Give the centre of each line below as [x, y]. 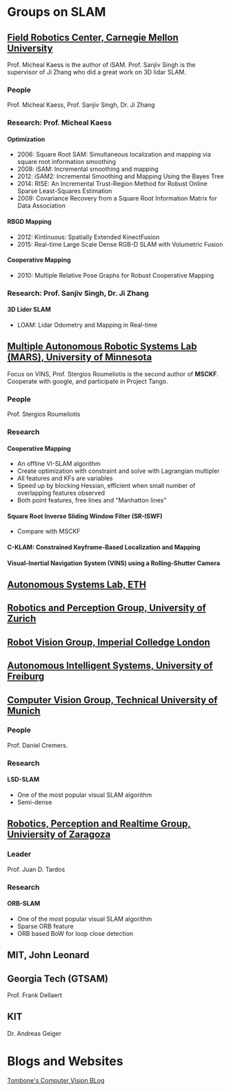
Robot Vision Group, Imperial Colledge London [109, 642]
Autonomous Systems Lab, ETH [77, 584]
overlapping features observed [61, 493]
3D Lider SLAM [29, 309]
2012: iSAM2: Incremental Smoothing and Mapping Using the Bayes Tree [120, 176]
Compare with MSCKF [49, 531]
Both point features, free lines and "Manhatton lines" [92, 500]
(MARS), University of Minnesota [80, 357]
